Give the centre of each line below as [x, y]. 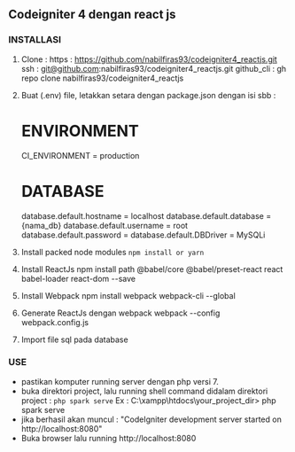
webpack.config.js [55, 322]
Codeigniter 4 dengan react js [92, 15]
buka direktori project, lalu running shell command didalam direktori [144, 391]
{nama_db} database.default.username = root [104, 225]
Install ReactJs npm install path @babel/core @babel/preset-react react [152, 269]
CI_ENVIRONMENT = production [80, 155]
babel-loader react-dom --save [78, 278]
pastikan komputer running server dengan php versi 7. [120, 381]
